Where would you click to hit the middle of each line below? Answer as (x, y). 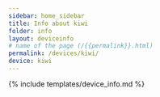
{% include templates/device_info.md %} (77, 84)
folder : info (30, 31)
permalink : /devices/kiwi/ (54, 53)
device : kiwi (30, 61)
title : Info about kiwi (48, 23)
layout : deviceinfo (41, 38)
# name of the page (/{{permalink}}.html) (81, 46)
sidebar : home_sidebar (46, 16)
